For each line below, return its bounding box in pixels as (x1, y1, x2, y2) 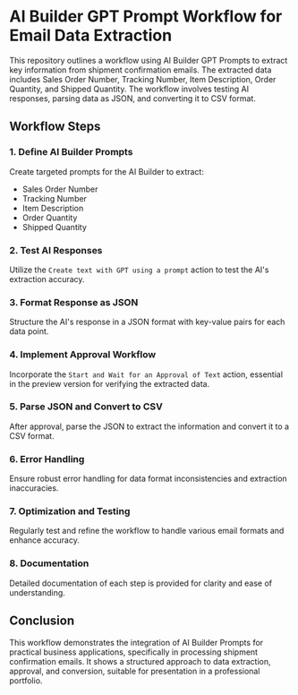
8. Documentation (9, 557, 89, 570)
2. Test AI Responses (9, 244, 103, 256)
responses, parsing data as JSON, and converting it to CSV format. (9, 92, 257, 104)
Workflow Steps (9, 119, 101, 134)
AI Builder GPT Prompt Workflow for (9, 6, 283, 27)
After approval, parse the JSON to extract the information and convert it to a (9, 421, 289, 432)
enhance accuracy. (9, 535, 81, 545)
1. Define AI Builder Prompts (9, 146, 133, 159)
